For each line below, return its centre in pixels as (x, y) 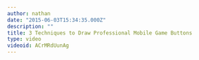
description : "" (30, 26)
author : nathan (29, 13)
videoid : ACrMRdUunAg (38, 46)
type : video (24, 39)
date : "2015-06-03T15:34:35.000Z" (57, 20)
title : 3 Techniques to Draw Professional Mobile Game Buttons (100, 33)
